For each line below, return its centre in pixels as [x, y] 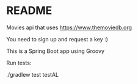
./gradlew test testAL [33, 74]
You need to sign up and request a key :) [57, 39]
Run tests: [19, 63]
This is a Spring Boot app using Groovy [56, 51]
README [29, 11]
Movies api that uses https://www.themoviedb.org [69, 27]
